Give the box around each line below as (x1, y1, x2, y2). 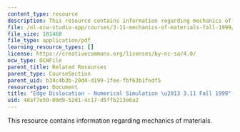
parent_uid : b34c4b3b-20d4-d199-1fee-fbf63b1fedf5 (7, 76, 161, 84)
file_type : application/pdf (7, 37, 91, 44)
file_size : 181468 (7, 30, 62, 38)
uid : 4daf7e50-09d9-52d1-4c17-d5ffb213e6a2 (7, 97, 139, 104)
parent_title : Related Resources (7, 64, 107, 71)
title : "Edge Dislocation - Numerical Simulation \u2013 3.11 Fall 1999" (7, 90, 232, 97)
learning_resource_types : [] (7, 44, 94, 51)
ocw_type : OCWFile (7, 57, 62, 64)
